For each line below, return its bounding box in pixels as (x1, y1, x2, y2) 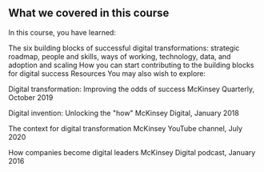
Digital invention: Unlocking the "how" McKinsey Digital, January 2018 (8, 108, 240, 118)
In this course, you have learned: (8, 27, 116, 37)
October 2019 (8, 92, 54, 102)
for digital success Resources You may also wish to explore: (8, 68, 206, 78)
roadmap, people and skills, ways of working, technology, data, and (8, 51, 231, 61)
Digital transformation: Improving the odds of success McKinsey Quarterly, (8, 84, 254, 94)
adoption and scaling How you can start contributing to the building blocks (8, 60, 254, 70)
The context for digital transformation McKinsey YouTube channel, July (8, 123, 242, 133)
